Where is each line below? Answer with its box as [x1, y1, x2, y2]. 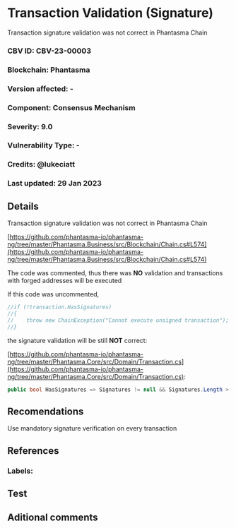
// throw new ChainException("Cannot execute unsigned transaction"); [7, 316, 230, 324]
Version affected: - [7, 83, 74, 93]
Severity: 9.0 [7, 121, 53, 131]
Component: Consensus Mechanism [7, 102, 136, 112]
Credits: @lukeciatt [7, 160, 76, 169]
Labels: [7, 466, 33, 476]
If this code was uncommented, [7, 290, 100, 299]
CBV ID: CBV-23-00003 [7, 46, 92, 56]
